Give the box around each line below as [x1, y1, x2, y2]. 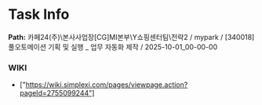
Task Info [8, 5, 70, 24]
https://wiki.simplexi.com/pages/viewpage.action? [25, 80, 188, 89]
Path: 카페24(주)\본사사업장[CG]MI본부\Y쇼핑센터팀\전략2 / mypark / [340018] [8, 32, 255, 42]
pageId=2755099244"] [19, 89, 95, 98]
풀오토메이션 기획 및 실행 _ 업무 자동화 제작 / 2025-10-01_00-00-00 [8, 42, 218, 52]
